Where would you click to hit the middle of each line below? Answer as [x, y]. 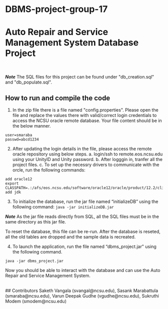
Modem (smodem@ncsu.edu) [36, 301]
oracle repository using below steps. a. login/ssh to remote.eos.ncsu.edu [87, 154]
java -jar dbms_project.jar [34, 261]
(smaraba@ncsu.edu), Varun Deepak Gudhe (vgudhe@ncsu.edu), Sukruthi [82, 295]
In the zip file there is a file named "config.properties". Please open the [85, 110]
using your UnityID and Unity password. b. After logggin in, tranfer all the [87, 159]
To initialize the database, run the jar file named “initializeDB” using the [85, 201]
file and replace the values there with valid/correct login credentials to [84, 115]
